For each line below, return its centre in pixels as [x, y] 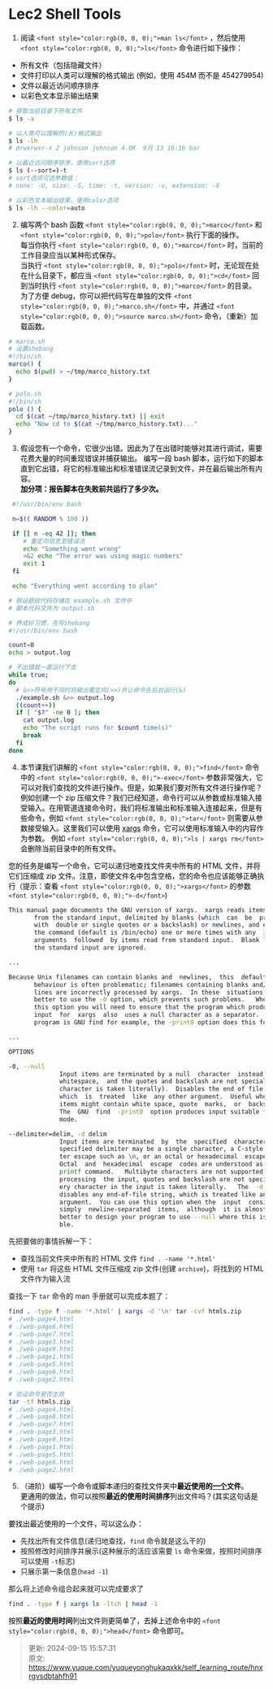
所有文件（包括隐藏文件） [63, 65]
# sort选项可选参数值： [44, 178]
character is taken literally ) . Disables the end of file [162, 1089]
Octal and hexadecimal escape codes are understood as [162, 1164]
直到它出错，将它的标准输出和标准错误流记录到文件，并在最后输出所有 [138, 469]
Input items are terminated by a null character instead [162, 1074]
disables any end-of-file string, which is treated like [158, 1194]
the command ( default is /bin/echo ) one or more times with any [145, 933]
